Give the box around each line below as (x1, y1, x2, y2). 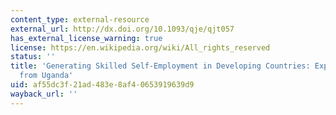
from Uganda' (19, 71, 74, 81)
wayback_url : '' (10, 89, 78, 99)
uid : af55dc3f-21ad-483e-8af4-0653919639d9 (10, 80, 195, 90)
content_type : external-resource (10, 14, 150, 25)
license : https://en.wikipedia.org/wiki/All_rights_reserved (10, 42, 271, 53)
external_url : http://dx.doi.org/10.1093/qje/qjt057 (10, 24, 235, 34)
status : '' (10, 52, 56, 62)
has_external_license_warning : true (10, 33, 163, 43)
